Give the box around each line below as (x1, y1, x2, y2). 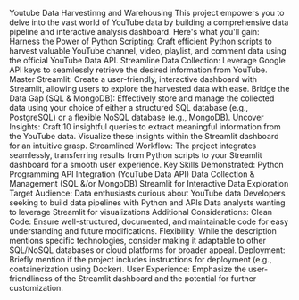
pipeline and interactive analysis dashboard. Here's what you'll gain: (9, 27, 261, 37)
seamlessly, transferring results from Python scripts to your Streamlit (9, 150, 262, 160)
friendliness (9, 273, 53, 284)
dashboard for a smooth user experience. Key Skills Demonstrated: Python (9, 160, 284, 170)
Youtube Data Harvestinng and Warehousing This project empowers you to (9, 8, 285, 18)
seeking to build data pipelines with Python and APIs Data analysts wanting (9, 197, 286, 208)
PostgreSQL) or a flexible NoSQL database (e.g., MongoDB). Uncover (9, 112, 265, 122)
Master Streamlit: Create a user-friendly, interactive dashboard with (9, 74, 257, 84)
